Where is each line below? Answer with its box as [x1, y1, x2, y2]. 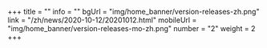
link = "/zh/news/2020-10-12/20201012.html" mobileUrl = [7, 15, 197, 25]
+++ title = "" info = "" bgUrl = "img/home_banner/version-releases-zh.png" [7, 7, 260, 16]
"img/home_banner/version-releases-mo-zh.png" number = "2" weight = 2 [7, 24, 256, 33]
